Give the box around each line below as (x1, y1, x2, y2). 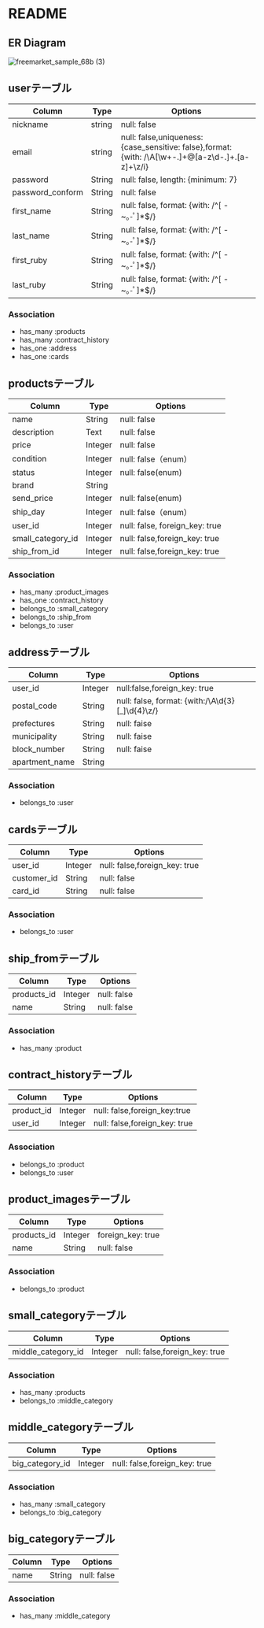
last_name (12, 230, 50, 241)
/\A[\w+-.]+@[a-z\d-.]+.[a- (143, 151, 250, 162)
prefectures (12, 718, 56, 729)
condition (12, 453, 47, 464)
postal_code (12, 700, 57, 711)
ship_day (12, 506, 46, 517)
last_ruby (12, 279, 46, 290)
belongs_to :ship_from (19, 612, 92, 622)
